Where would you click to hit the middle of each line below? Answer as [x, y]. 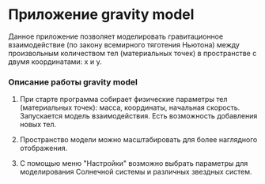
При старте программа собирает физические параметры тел [123, 100]
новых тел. [38, 125]
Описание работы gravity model [73, 82]
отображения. [44, 148]
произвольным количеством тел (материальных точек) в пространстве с [132, 53]
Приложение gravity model [101, 15]
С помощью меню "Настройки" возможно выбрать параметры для [134, 163]
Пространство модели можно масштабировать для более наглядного [138, 140]
